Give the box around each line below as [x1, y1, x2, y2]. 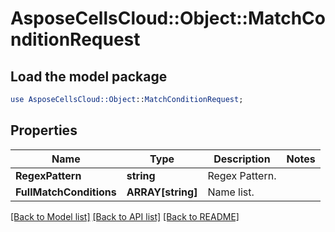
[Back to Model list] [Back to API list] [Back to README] [10, 210, 240, 222]
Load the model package [10, 68, 168, 85]
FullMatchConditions [15, 185, 117, 199]
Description [213, 152, 271, 166]
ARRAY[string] [126, 185, 198, 199]
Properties [10, 122, 78, 139]
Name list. [207, 185, 255, 199]
